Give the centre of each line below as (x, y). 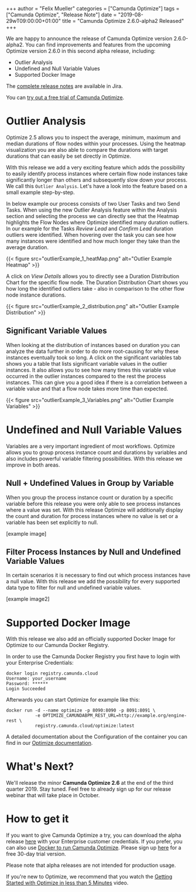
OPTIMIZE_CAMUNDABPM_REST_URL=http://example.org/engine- (115, 716)
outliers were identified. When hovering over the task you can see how (91, 234)
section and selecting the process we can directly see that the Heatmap (93, 216)
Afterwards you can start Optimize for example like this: (73, 700)
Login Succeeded (26, 689)
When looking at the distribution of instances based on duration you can (93, 345)
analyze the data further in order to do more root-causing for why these (92, 351)
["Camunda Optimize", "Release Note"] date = (61, 15)
